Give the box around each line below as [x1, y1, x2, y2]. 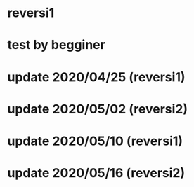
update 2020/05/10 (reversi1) [7, 133, 183, 148]
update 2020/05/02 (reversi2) [7, 101, 188, 117]
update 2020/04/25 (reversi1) [7, 69, 186, 85]
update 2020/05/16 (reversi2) [7, 165, 186, 181]
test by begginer [7, 37, 105, 53]
